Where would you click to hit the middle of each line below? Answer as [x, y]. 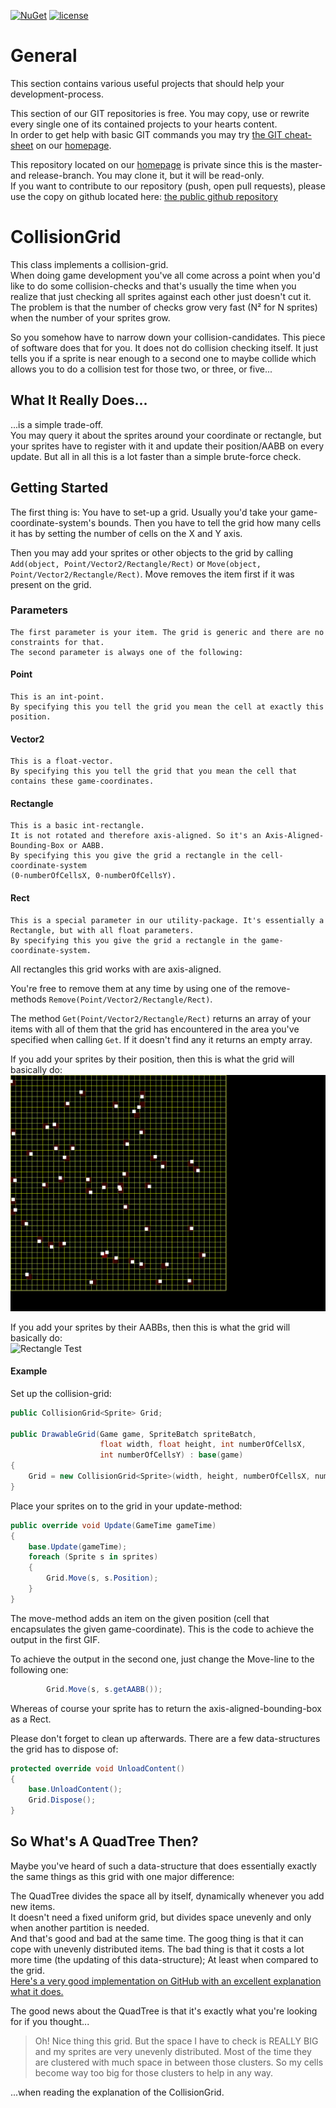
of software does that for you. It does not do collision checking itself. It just [164, 347]
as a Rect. [31, 1719]
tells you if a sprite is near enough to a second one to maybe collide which [163, 358]
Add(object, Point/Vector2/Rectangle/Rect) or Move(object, [136, 563]
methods [28, 999]
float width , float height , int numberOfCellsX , [203, 1445]
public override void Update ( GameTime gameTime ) [113, 1525]
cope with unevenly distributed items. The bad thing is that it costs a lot [157, 1949]
